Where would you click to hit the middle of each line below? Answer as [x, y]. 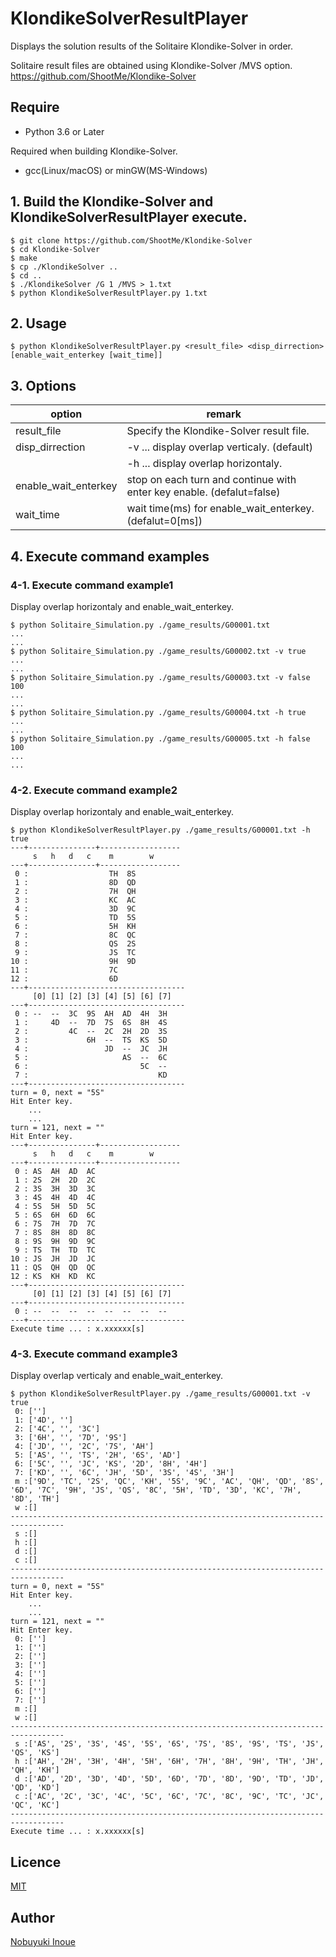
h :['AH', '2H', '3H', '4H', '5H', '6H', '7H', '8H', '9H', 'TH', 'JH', [169, 1762]
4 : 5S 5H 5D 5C [55, 1207]
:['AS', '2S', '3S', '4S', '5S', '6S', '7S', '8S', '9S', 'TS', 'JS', [174, 1744]
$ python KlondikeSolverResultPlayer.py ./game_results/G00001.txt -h [160, 830]
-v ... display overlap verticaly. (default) [219, 447]
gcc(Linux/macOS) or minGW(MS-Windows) [116, 170]
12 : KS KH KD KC [53, 1277]
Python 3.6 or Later [64, 131]
